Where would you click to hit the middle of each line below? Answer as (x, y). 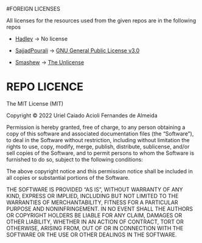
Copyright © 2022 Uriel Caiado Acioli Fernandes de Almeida (82, 115)
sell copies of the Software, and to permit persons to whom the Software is (100, 153)
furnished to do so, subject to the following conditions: (75, 159)
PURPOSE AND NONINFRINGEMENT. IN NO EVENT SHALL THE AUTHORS (100, 208)
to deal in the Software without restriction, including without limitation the (98, 140)
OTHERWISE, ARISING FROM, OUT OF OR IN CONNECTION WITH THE (95, 228)
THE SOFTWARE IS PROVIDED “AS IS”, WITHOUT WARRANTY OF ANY (95, 189)
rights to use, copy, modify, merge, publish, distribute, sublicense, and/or (98, 146)
